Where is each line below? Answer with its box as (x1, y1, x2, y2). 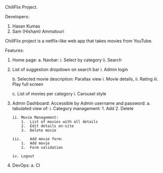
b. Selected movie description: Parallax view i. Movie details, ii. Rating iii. (12, 76, 159, 82)
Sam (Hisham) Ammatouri (12, 29, 65, 34)
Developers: (5, 14, 29, 19)
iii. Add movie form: (12, 137, 63, 142)
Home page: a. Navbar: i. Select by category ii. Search (12, 57, 122, 63)
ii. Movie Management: (12, 115, 59, 120)
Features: (5, 48, 24, 53)
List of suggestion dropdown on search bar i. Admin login (12, 66, 128, 72)
